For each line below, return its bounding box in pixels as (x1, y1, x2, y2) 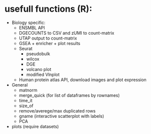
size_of (19, 103, 34, 109)
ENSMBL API (19, 24, 45, 30)
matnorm (19, 87, 38, 93)
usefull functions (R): (4, 3, 92, 15)
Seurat (19, 45, 33, 51)
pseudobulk (26, 50, 50, 57)
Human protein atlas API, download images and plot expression (19, 77, 147, 83)
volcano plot (26, 66, 52, 72)
